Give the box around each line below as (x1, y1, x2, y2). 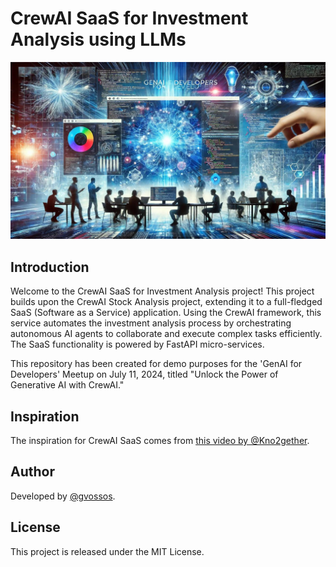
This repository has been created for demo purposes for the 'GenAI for (10, 358, 303, 370)
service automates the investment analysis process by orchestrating (10, 317, 292, 329)
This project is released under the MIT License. (10, 545, 205, 557)
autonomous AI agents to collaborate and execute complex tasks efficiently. (10, 328, 323, 340)
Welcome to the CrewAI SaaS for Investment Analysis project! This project (10, 285, 315, 297)
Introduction (10, 258, 90, 276)
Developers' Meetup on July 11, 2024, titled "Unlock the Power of (10, 368, 279, 381)
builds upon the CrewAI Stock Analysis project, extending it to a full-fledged (10, 296, 323, 308)
